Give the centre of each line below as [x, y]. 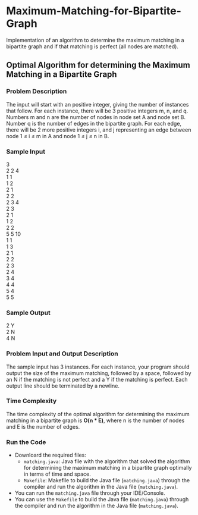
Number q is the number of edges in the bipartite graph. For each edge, [94, 123]
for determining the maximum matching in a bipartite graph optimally [108, 468]
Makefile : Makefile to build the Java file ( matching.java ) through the [107, 480]
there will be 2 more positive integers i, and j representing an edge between [99, 130]
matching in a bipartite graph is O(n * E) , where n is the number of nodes [95, 420]
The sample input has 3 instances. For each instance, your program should [98, 367]
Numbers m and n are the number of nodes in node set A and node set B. [96, 117]
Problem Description [37, 92]
